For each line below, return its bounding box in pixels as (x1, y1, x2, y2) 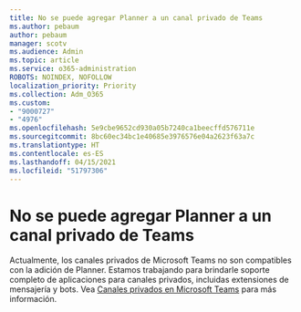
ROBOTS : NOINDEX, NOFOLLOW (9, 73, 112, 82)
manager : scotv (9, 38, 67, 48)
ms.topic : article (9, 56, 79, 65)
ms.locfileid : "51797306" (9, 166, 108, 175)
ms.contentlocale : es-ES (9, 149, 104, 158)
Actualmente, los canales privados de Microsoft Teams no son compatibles (9, 255, 292, 265)
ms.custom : (9, 98, 51, 108)
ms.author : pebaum (9, 22, 79, 31)
